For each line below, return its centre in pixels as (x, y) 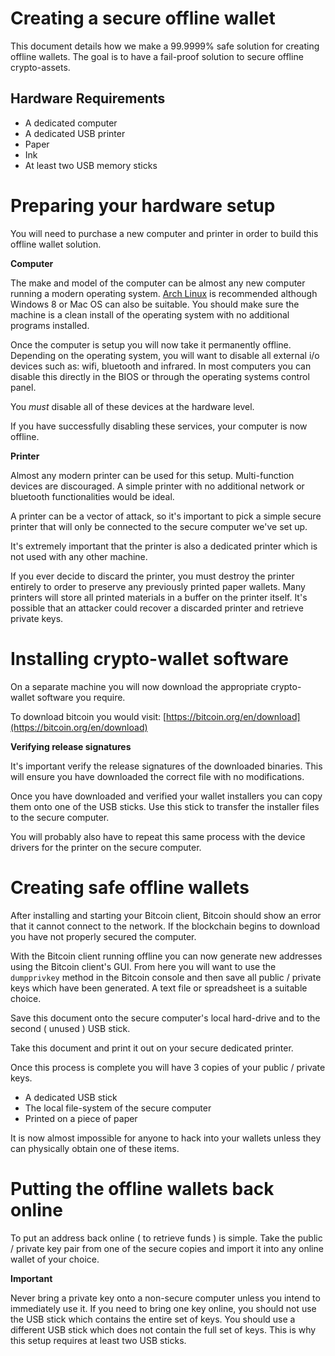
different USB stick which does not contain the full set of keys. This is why (163, 1329)
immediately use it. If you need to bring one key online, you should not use (163, 1308)
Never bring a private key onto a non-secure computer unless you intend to (165, 1298)
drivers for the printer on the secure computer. (106, 847)
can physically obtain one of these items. (95, 1148)
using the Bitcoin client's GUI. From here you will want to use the (143, 966)
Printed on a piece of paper (81, 1118)
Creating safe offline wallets (130, 887)
